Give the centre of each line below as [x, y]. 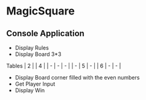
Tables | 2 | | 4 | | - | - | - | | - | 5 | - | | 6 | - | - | [64, 66]
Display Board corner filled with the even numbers [77, 77]
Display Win [30, 90]
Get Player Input [35, 84]
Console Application [45, 33]
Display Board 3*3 [38, 54]
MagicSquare [41, 11]
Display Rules [32, 48]
